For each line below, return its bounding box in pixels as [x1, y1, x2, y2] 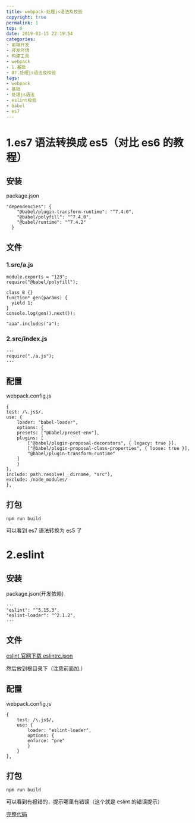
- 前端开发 [6, 42, 30, 48]
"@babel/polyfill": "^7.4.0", [17, 214, 92, 220]
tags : [6, 75, 20, 81]
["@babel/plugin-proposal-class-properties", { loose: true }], [27, 446, 190, 452]
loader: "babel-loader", [17, 420, 78, 425]
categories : [6, 36, 36, 42]
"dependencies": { [6, 204, 52, 210]
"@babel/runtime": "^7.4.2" [17, 220, 86, 226]
